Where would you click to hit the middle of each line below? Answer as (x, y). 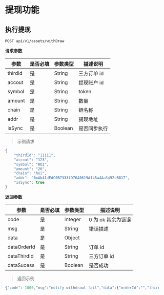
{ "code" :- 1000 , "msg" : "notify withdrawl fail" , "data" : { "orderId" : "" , (76, 288)
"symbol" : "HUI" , (31, 164)
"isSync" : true (29, 183)
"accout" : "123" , (31, 160)
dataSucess (21, 265)
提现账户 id (91, 83)
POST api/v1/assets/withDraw (35, 41)
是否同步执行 (93, 128)
